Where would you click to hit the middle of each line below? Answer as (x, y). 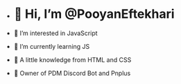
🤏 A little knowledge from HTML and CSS (72, 60)
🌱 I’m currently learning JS (52, 46)
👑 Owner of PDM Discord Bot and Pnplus (72, 73)
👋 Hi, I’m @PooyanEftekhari (94, 14)
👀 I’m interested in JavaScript (56, 33)
